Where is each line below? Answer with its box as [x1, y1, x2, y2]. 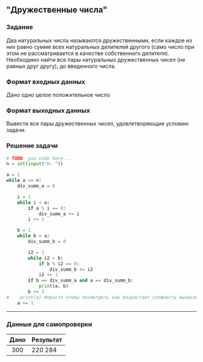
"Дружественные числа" [6, 5, 108, 15]
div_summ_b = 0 [28, 239, 66, 245]
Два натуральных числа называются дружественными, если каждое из [6, 36, 192, 44]
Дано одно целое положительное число [6, 91, 111, 99]
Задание [6, 23, 33, 31]
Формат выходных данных [6, 106, 91, 114]
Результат [31, 335, 62, 344]
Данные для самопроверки [6, 320, 92, 328]
